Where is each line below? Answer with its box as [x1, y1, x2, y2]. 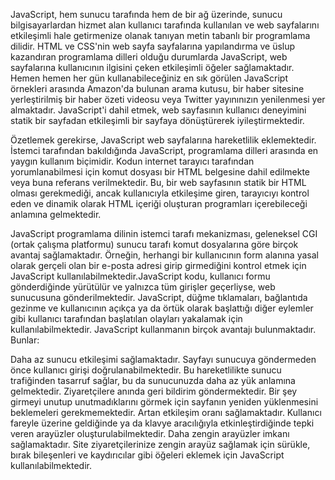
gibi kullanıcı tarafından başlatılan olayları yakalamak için [10, 313, 243, 324]
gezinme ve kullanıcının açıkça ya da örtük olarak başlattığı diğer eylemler [10, 302, 314, 314]
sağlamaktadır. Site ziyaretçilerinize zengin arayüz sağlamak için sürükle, [10, 439, 311, 450]
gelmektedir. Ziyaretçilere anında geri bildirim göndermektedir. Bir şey [10, 385, 298, 397]
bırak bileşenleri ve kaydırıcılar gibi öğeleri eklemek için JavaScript [10, 449, 285, 461]
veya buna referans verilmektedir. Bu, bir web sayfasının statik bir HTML [10, 177, 307, 188]
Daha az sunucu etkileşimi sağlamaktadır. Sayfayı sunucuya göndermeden [10, 354, 317, 365]
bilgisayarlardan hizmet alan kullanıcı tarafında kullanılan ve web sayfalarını [10, 19, 320, 31]
